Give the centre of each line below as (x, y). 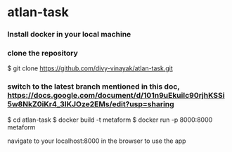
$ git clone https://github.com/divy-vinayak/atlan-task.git (90, 68)
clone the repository (43, 53)
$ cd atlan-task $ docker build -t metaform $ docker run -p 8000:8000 (110, 120)
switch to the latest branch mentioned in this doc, (94, 87)
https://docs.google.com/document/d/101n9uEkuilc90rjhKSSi (116, 96)
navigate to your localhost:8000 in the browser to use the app (97, 141)
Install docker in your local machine (69, 34)
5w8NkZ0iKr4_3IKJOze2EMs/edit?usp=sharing (91, 104)
